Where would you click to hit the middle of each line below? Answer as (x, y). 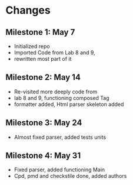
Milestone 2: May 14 (43, 77)
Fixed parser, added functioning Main (59, 170)
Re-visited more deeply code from (56, 92)
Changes (28, 10)
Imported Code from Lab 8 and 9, (54, 53)
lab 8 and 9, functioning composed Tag (61, 98)
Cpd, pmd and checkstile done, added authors (70, 176)
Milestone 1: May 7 (40, 32)
